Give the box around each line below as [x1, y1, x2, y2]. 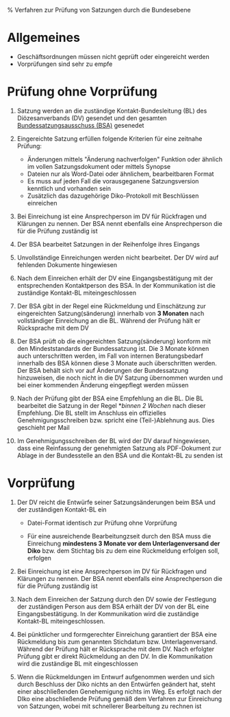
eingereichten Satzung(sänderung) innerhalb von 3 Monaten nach [16, 309, 205, 317]
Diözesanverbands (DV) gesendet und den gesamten [16, 113, 167, 122]
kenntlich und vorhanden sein [27, 184, 112, 192]
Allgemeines [7, 30, 81, 45]
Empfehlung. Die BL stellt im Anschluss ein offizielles [16, 409, 166, 417]
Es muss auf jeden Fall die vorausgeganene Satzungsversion [27, 177, 199, 185]
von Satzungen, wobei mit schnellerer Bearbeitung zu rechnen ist [16, 702, 202, 710]
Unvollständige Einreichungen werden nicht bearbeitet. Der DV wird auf [16, 253, 219, 262]
